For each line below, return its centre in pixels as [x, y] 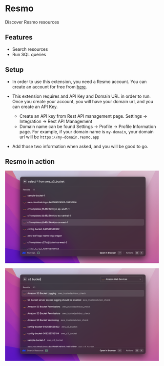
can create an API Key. [35, 107]
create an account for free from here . [50, 86]
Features [19, 37]
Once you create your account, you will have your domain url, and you [83, 101]
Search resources [30, 49]
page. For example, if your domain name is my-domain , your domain [86, 131]
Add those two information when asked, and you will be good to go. [80, 146]
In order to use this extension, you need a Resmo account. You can [80, 82]
